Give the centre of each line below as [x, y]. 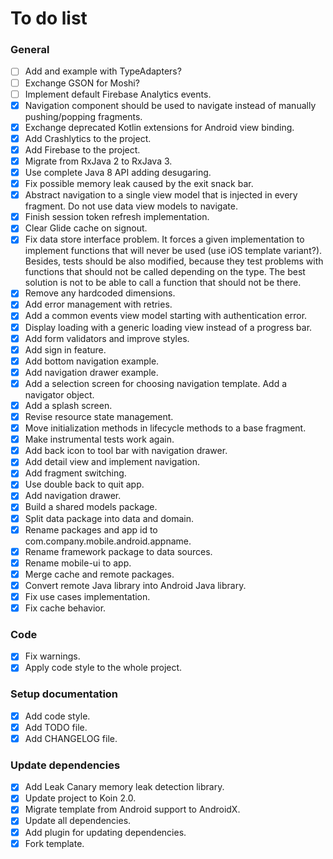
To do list [49, 18]
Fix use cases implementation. [87, 596]
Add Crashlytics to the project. [88, 138]
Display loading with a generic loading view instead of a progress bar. [168, 327]
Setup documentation [64, 694]
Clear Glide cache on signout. [86, 228]
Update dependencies [65, 765]
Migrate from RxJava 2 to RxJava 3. [98, 161]
